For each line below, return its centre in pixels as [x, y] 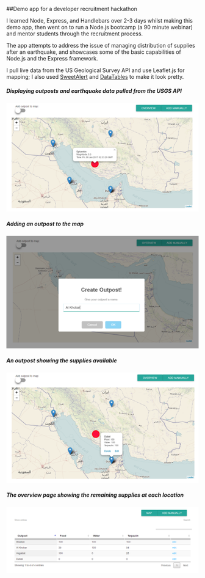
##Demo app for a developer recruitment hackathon [72, 9]
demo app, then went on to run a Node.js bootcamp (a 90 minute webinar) [100, 27]
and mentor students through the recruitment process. [75, 34]
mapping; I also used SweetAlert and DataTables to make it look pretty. [95, 77]
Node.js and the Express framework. [52, 58]
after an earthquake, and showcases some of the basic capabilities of [94, 52]
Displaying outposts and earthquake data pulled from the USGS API [94, 90]
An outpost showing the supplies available [62, 360]
